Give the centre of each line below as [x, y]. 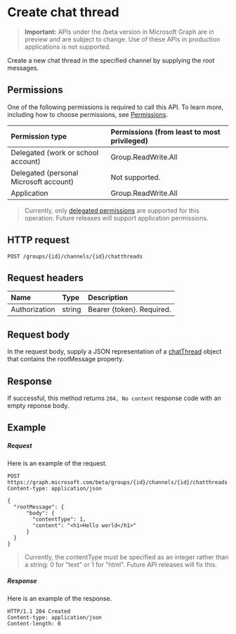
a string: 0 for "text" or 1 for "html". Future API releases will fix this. [121, 565]
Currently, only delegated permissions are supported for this [112, 210]
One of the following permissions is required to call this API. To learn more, [116, 107]
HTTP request [39, 240]
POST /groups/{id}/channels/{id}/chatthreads [75, 256]
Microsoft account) [42, 182]
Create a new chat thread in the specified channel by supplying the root [111, 60]
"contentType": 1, [59, 520]
